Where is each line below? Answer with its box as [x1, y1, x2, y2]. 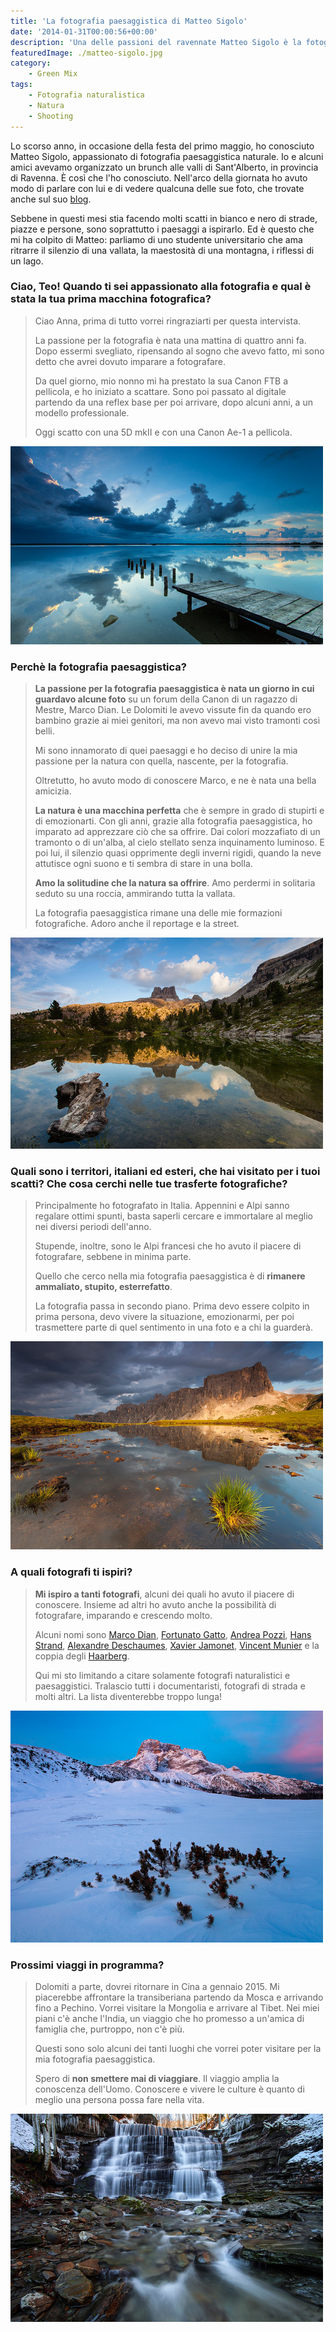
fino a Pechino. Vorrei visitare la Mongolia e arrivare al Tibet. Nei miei [34, 2001, 320, 2014]
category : [10, 58, 52, 69]
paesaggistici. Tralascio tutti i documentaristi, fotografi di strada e [34, 1680, 306, 1692]
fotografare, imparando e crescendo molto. [34, 1609, 213, 1621]
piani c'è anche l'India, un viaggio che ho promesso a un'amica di [34, 2012, 305, 2024]
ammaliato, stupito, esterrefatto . [34, 1281, 173, 1293]
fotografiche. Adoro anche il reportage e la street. [34, 918, 240, 930]
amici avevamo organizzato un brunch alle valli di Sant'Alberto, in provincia [10, 161, 319, 173]
